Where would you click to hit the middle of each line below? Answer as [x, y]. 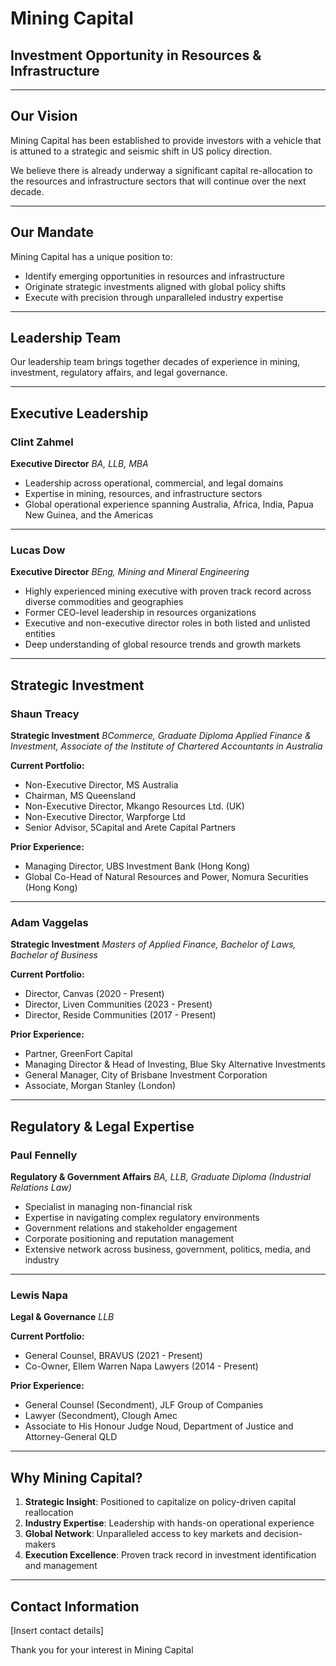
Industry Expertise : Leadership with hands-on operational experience [169, 1523]
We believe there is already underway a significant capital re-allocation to [161, 170]
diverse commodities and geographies [104, 602]
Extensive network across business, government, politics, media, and [167, 1249]
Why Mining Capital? [76, 1477]
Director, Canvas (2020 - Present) [94, 994]
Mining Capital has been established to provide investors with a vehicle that [166, 140]
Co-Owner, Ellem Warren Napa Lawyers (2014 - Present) [141, 1366]
